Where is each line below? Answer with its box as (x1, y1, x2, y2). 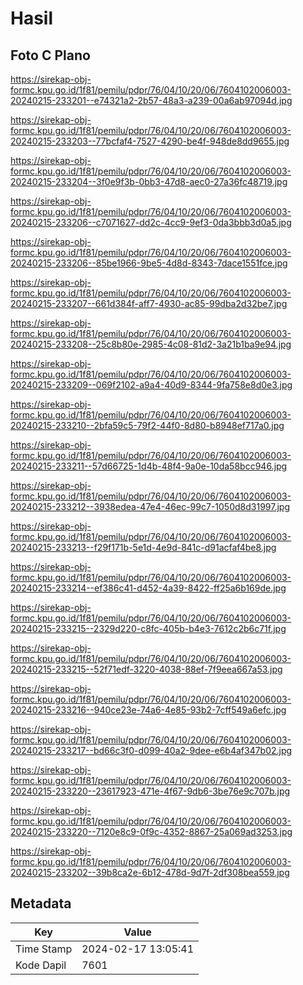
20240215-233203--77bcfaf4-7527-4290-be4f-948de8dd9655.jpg (10, 135, 290, 147)
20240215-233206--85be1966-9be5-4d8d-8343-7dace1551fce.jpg (10, 257, 288, 269)
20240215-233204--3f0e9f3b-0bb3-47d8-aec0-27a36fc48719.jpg (10, 176, 288, 187)
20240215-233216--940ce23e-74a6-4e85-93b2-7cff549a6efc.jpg (10, 704, 287, 716)
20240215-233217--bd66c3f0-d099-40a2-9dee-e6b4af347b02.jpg (10, 745, 293, 756)
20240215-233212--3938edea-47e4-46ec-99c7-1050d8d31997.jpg (10, 501, 290, 512)
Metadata (10, 895, 72, 912)
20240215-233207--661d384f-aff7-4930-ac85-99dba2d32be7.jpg (10, 298, 288, 309)
